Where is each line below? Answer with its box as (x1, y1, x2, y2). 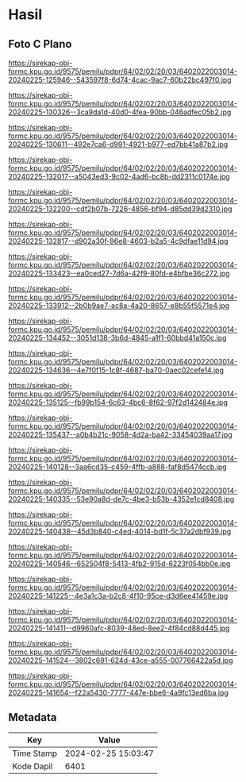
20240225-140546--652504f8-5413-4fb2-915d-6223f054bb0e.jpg (8, 559, 231, 568)
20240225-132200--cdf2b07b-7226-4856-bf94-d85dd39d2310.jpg (8, 204, 233, 214)
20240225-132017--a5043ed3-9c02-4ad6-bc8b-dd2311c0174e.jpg (8, 172, 230, 181)
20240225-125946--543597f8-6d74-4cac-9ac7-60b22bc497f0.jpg (8, 75, 232, 84)
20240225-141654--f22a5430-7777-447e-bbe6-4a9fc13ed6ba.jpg (8, 688, 229, 697)
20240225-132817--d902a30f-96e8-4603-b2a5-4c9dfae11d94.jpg (8, 237, 229, 245)
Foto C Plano (8, 37, 72, 51)
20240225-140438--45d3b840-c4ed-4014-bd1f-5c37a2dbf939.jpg (8, 526, 232, 536)
